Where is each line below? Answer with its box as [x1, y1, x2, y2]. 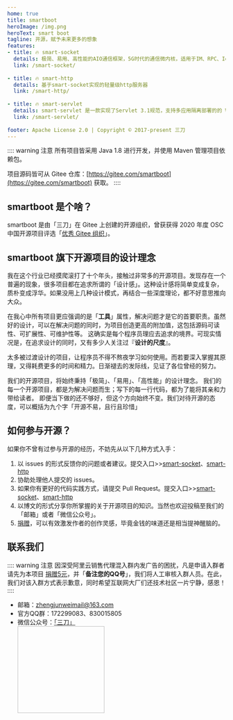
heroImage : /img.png [7, 23, 67, 30]
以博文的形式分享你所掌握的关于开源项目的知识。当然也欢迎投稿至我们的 [17, 501, 224, 509]
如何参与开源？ [7, 425, 71, 436]
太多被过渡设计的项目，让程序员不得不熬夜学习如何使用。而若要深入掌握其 [7, 353, 220, 361]
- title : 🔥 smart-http [7, 74, 74, 82]
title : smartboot [7, 17, 58, 24]
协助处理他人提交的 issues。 [17, 475, 98, 484]
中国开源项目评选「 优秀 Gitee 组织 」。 [7, 229, 114, 238]
